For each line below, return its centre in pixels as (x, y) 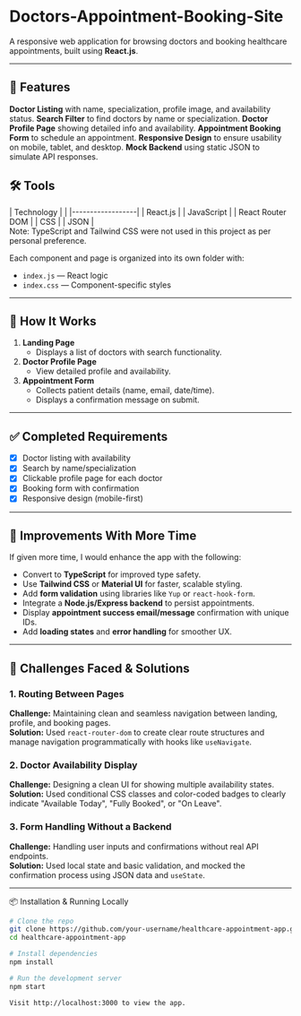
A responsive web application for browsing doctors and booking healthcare (148, 41)
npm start (28, 986)
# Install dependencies (54, 954)
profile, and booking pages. (60, 723)
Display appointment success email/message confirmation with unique (155, 613)
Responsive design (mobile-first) (82, 498)
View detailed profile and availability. (103, 371)
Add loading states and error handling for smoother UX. (127, 632)
